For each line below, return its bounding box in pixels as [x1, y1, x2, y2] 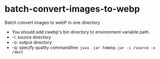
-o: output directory [11, 39, 52, 45]
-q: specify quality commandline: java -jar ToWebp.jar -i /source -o [11, 44, 156, 50]
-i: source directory [11, 34, 51, 40]
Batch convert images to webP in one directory [4, 20, 100, 25]
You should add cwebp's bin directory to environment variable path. [11, 29, 150, 35]
